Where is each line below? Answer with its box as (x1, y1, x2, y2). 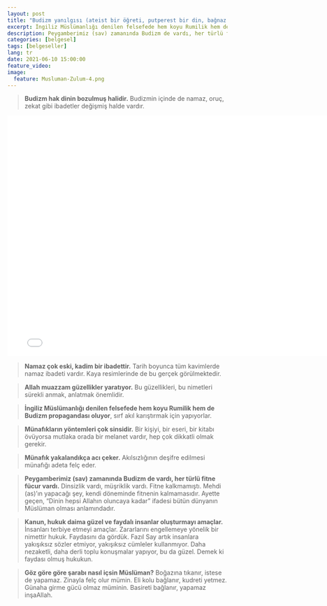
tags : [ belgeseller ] (7, 43, 68, 50)
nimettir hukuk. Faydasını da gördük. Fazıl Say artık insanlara (24, 533, 199, 541)
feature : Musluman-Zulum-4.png (13, 75, 105, 83)
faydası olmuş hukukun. (24, 555, 93, 563)
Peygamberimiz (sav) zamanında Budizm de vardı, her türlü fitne (24, 474, 216, 483)
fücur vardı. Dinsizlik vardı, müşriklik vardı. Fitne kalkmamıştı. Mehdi (24, 482, 221, 491)
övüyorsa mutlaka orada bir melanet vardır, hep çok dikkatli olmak (24, 432, 215, 441)
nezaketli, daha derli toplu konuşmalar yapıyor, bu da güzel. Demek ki (24, 547, 224, 556)
